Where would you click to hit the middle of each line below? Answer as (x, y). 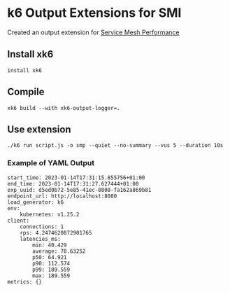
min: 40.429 (50, 245)
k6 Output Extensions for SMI (94, 13)
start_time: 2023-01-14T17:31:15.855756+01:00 (76, 178)
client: (19, 221)
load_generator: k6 (36, 202)
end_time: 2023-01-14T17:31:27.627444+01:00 (73, 183)
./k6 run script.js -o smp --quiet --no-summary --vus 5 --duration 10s (115, 146)
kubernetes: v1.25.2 (50, 214)
